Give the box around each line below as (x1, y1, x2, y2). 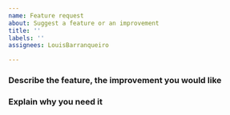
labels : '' (8, 34, 45, 42)
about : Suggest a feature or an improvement (8, 19, 159, 27)
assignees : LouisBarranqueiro (8, 42, 110, 50)
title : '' (8, 26, 42, 34)
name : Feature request (8, 11, 84, 20)
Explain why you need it (8, 96, 103, 107)
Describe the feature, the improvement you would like (8, 75, 222, 86)
